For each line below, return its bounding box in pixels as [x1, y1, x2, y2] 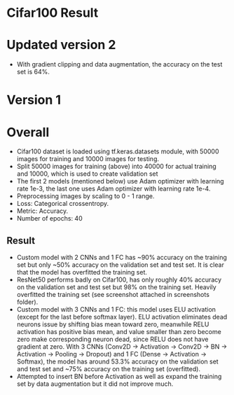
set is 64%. [16, 68, 50, 76]
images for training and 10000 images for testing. [16, 155, 159, 163]
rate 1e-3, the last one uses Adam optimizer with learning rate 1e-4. [16, 184, 211, 193]
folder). [16, 298, 39, 306]
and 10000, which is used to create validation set [16, 169, 158, 178]
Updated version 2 [6, 37, 116, 53]
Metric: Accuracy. [16, 207, 69, 215]
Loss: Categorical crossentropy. [16, 200, 109, 208]
